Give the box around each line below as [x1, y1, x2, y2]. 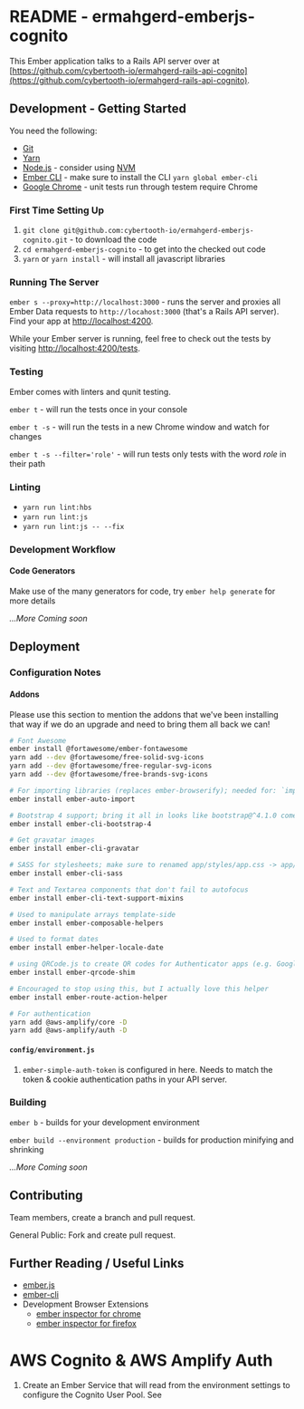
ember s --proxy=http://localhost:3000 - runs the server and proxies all [9, 296, 280, 307]
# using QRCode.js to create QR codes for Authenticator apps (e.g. [9, 960, 273, 969]
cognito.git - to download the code [22, 234, 157, 246]
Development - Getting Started [9, 101, 187, 117]
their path [9, 458, 46, 468]
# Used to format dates [9, 935, 100, 944]
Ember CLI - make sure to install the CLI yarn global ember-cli [22, 171, 259, 182]
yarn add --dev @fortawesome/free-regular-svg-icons [9, 761, 213, 771]
